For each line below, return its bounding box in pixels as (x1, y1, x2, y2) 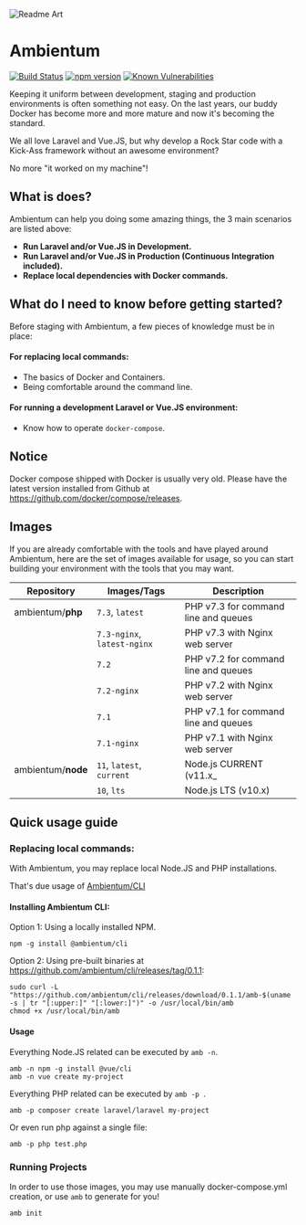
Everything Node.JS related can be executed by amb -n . (9, 1046, 219, 1057)
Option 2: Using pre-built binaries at (9, 956, 144, 966)
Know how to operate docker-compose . (22, 422, 166, 433)
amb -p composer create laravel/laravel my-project (9, 1105, 209, 1114)
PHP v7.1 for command (184, 704, 285, 717)
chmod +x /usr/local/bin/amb (9, 1007, 120, 1016)
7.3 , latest (97, 606, 144, 618)
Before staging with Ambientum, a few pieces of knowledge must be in (9, 321, 275, 332)
